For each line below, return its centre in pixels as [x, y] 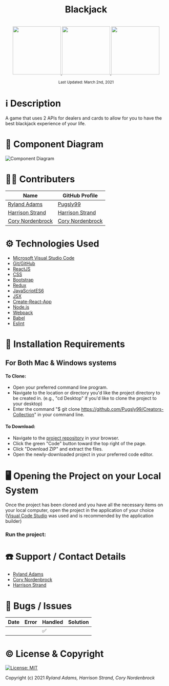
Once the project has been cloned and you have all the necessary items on [84, 505]
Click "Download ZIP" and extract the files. [58, 449]
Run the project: [26, 534]
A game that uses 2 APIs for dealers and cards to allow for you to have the [84, 118]
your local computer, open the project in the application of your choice [80, 510]
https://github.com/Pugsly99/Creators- [122, 409]
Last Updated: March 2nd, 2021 [86, 82]
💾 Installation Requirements [65, 344]
